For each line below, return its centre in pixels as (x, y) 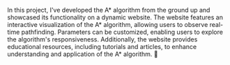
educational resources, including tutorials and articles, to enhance (102, 47)
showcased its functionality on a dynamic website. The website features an (115, 17)
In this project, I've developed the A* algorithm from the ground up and (109, 10)
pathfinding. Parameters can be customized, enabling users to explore (122, 32)
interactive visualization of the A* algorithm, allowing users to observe (108, 25)
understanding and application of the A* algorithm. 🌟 (83, 54)
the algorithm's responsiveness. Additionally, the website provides (102, 39)
